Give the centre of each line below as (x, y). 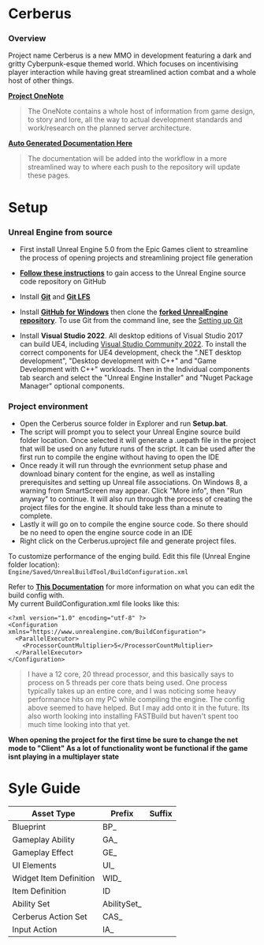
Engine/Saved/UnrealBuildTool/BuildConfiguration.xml (99, 572)
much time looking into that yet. (78, 725)
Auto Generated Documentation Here (70, 144)
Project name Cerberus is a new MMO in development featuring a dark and (130, 55)
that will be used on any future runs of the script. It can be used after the (138, 449)
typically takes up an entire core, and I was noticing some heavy (132, 691)
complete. (36, 516)
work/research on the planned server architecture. (109, 128)
